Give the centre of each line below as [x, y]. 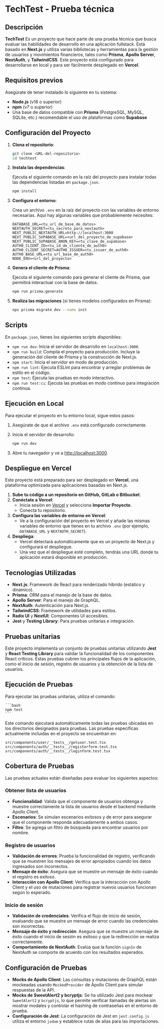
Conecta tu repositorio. [43, 510]
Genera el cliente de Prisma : [41, 268]
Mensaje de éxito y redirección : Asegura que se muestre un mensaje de [85, 931]
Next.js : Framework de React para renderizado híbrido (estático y [79, 584]
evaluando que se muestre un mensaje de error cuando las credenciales [85, 921]
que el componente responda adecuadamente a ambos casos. [75, 822]
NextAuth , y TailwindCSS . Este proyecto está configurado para [69, 60]
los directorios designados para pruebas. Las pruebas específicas [72, 728]
